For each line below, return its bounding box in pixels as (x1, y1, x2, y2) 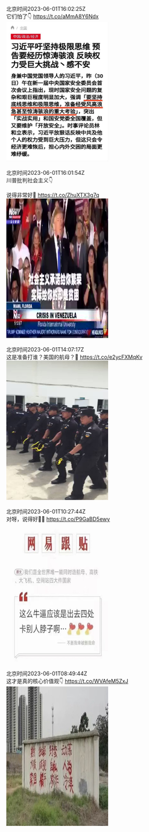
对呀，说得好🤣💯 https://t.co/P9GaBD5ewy (6, 515, 110, 523)
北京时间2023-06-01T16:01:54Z (6, 169, 85, 176)
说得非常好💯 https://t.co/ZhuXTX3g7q (6, 192, 100, 198)
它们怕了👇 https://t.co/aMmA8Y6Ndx (6, 13, 99, 20)
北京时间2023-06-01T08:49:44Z (6, 670, 87, 677)
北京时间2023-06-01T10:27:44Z (6, 508, 86, 515)
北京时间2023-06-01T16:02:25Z (6, 5, 86, 12)
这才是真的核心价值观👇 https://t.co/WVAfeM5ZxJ (6, 678, 128, 684)
